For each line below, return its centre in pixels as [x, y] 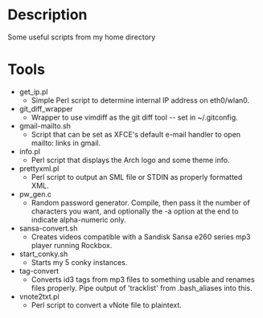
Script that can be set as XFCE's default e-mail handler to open [136, 134]
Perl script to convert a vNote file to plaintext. [107, 305]
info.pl [30, 151]
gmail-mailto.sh [45, 125]
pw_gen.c [35, 194]
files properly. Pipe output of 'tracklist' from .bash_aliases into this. [142, 287]
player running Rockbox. [72, 245]
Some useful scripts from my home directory [82, 37]
